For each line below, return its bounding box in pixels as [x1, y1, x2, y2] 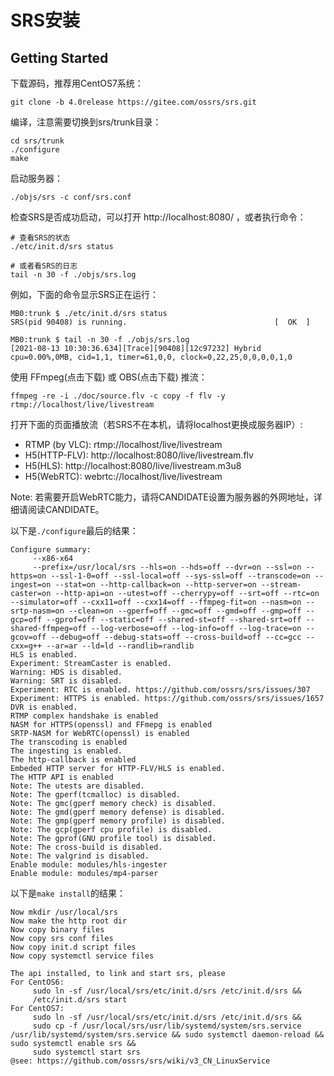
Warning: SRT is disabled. [10, 676, 123, 686]
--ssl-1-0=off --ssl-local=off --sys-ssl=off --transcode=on [50, 571, 311, 581]
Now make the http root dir [10, 916, 128, 926]
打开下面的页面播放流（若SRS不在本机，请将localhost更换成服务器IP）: [10, 419, 303, 430]
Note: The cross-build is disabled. [10, 842, 163, 852]
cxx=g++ [10, 641, 43, 651]
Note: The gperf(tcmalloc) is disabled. [10, 790, 182, 800]
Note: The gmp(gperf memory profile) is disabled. [10, 816, 226, 826]
